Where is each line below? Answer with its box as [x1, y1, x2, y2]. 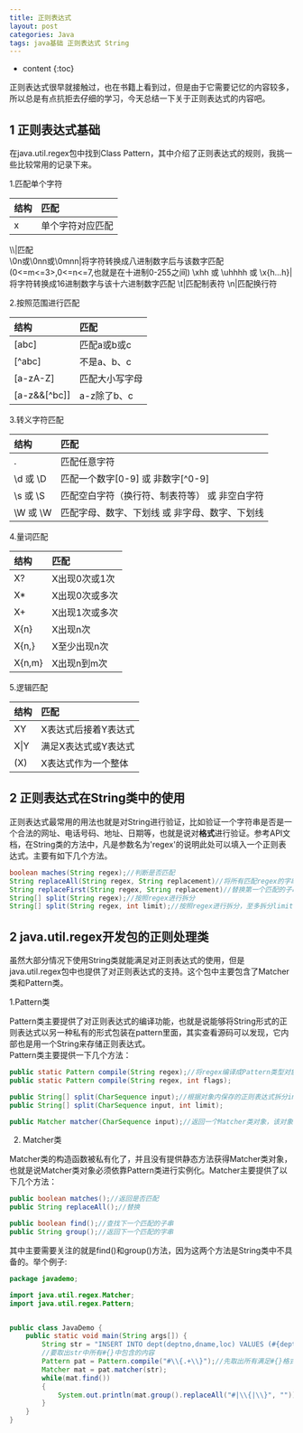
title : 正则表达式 [9, 13, 72, 23]
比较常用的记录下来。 [16, 159, 96, 170]
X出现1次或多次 [51, 606, 119, 619]
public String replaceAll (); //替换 [9, 1203, 141, 1212]
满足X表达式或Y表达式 [41, 740, 135, 753]
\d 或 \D [14, 473, 47, 485]
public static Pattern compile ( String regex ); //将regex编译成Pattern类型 [9, 1068, 284, 1077]
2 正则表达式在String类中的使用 [9, 791, 186, 806]
